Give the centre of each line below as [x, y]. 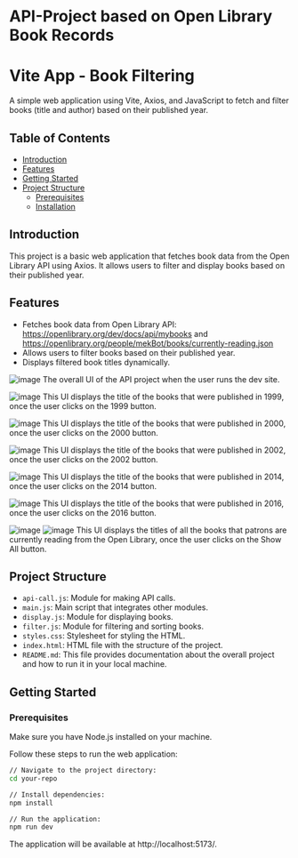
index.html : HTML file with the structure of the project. [123, 646]
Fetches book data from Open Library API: [99, 324]
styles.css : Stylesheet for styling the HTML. [104, 636]
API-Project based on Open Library [141, 16]
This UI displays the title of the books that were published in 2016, [164, 503]
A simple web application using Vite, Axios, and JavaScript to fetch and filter [149, 100]
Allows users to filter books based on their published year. [129, 352]
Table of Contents [60, 138]
